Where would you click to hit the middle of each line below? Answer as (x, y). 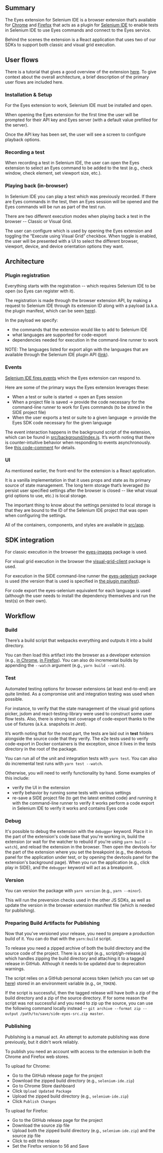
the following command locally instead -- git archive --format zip (73, 1009)
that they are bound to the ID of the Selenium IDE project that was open (77, 510)
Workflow (20, 616)
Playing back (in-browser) (36, 186)
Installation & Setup (29, 94)
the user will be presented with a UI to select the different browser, (72, 241)
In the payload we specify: (32, 320)
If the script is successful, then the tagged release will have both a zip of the (81, 993)
